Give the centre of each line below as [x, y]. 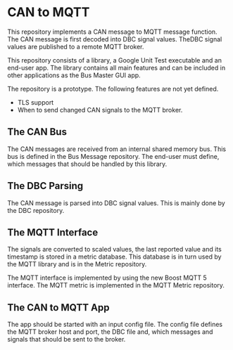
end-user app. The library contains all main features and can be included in [116, 67]
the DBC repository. [36, 210]
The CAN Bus [37, 132]
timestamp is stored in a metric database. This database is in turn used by [114, 257]
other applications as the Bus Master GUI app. [74, 75]
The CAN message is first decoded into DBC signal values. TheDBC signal [115, 39]
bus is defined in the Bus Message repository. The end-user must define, [113, 156]
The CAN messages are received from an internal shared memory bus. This [117, 149]
